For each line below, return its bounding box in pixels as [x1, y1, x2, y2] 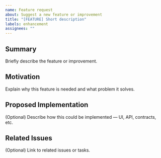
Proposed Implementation [5, 101, 89, 109]
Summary [5, 45, 37, 53]
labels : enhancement [5, 21, 49, 27]
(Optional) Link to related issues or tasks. [5, 147, 91, 153]
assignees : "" [5, 26, 35, 31]
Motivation [5, 72, 40, 81]
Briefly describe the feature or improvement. [5, 58, 98, 64]
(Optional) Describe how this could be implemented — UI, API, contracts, [5, 114, 156, 120]
